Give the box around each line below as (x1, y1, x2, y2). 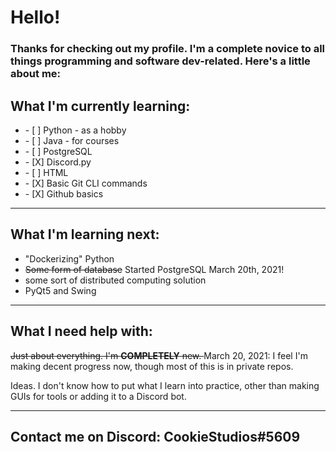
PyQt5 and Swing (24, 284, 97, 296)
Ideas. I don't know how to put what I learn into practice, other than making (10, 379, 320, 391)
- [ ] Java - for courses (24, 134, 120, 146)
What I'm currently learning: (10, 97, 191, 115)
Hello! (10, 6, 61, 29)
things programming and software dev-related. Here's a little (10, 54, 311, 68)
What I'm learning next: (10, 226, 160, 243)
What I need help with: (10, 323, 153, 340)
